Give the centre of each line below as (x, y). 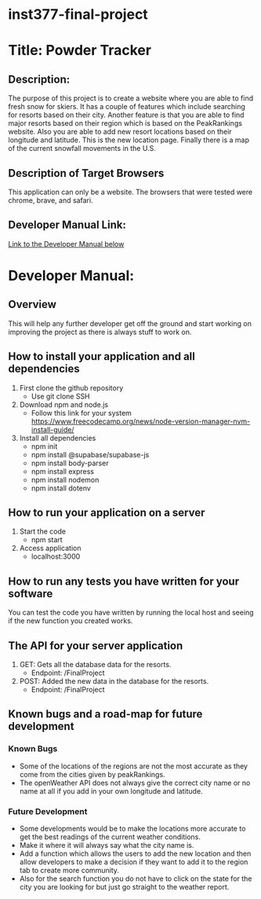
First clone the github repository (71, 387)
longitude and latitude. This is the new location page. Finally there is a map (129, 140)
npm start (47, 540)
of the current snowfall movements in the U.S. (82, 149)
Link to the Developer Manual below (66, 244)
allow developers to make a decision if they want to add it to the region (134, 862)
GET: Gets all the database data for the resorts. (95, 665)
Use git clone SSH (60, 396)
